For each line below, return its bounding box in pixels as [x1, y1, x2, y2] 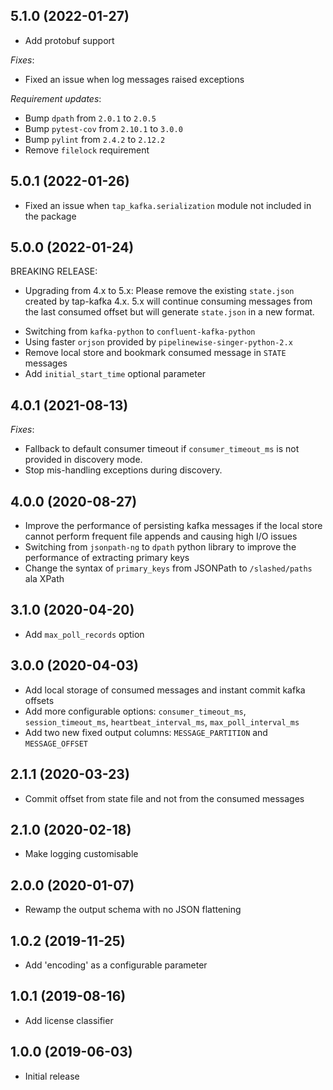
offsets [24, 694, 55, 706]
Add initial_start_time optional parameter [24, 368, 207, 380]
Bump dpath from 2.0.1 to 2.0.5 [24, 112, 157, 124]
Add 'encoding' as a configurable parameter [24, 959, 208, 971]
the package [24, 210, 77, 222]
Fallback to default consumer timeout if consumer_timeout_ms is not [24, 443, 300, 455]
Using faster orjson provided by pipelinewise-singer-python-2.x [24, 336, 293, 348]
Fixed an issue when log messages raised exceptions [24, 73, 245, 85]
